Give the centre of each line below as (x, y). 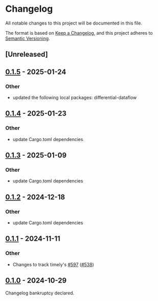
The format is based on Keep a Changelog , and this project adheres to (79, 33)
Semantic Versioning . (28, 38)
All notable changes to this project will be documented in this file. (74, 23)
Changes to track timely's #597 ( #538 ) (53, 264)
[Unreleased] (27, 54)
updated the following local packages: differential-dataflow (74, 98)
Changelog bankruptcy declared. (40, 293)
